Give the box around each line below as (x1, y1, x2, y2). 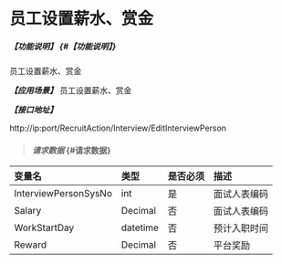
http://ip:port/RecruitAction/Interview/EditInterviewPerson (9, 122, 226, 133)
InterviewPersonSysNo (14, 187, 112, 200)
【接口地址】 (9, 104, 57, 115)
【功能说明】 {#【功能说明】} (9, 40, 117, 51)
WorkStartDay (14, 221, 75, 234)
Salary (14, 205, 42, 217)
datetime (120, 221, 160, 234)
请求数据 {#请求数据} (31, 144, 111, 155)
